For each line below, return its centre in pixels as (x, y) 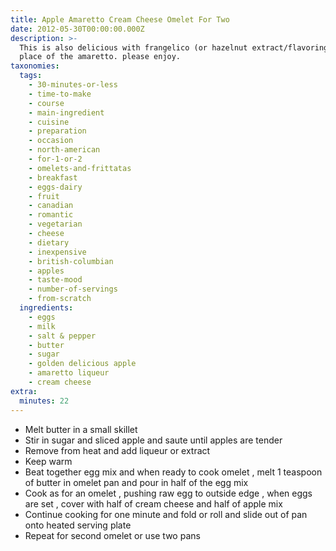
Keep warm (48, 461)
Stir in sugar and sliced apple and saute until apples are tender (153, 440)
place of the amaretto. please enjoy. (100, 57)
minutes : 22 (44, 401)
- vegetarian (55, 224)
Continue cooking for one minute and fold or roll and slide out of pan (166, 514)
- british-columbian (71, 261)
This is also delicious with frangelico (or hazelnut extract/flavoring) (176, 47)
